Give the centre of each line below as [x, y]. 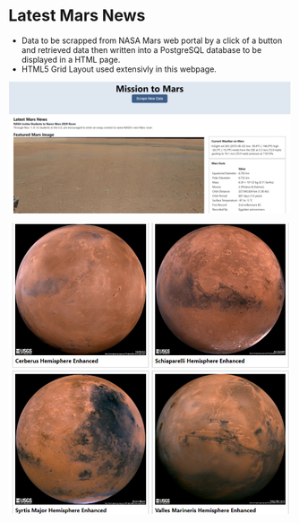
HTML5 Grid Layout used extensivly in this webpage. [119, 69]
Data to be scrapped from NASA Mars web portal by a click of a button [152, 40]
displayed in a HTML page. [71, 59]
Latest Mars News [77, 16]
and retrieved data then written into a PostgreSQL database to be [141, 49]
